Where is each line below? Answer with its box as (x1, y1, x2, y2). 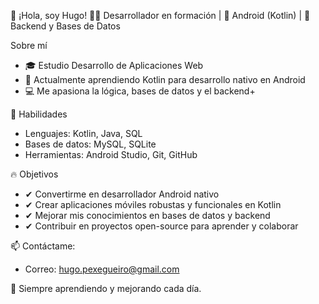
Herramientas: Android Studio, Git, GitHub (24, 149, 198, 160)
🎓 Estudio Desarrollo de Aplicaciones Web (24, 60, 204, 71)
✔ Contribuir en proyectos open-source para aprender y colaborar (24, 220, 299, 232)
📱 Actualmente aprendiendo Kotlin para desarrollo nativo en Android (24, 74, 306, 85)
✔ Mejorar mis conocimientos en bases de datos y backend (24, 210, 271, 221)
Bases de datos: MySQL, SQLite (24, 138, 157, 150)
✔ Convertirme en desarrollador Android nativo (24, 188, 220, 200)
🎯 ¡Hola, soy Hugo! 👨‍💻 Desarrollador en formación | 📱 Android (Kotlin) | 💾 (10, 10, 311, 21)
